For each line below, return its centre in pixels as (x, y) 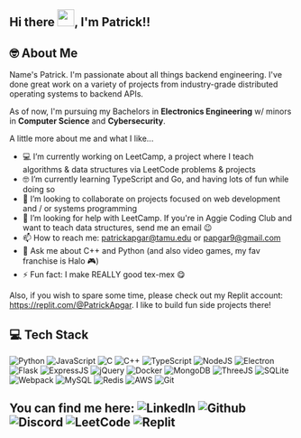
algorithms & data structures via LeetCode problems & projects (139, 170)
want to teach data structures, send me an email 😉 (117, 228)
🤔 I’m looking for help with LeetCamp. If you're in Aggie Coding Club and (157, 219)
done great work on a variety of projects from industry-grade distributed (144, 84)
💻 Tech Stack (49, 335)
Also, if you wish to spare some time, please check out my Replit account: (146, 295)
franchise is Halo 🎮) (60, 261)
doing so (39, 190)
